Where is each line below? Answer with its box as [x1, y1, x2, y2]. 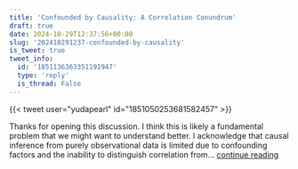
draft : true [9, 21, 53, 30]
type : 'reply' [17, 71, 69, 80]
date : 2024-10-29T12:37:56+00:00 [9, 29, 133, 38]
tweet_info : [9, 54, 53, 63]
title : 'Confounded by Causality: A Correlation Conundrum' [9, 12, 238, 22]
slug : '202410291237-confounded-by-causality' [9, 37, 185, 47]
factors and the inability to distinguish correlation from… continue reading [9, 149, 279, 160]
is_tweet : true [9, 46, 66, 55]
